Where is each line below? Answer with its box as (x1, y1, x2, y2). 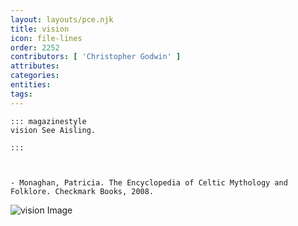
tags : (10, 89, 33, 99)
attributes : (10, 61, 60, 71)
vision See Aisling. (10, 125, 97, 135)
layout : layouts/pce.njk (10, 14, 114, 25)
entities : (10, 80, 52, 90)
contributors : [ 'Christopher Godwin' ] (10, 52, 182, 62)
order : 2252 (10, 42, 60, 53)
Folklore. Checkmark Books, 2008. (10, 186, 155, 196)
